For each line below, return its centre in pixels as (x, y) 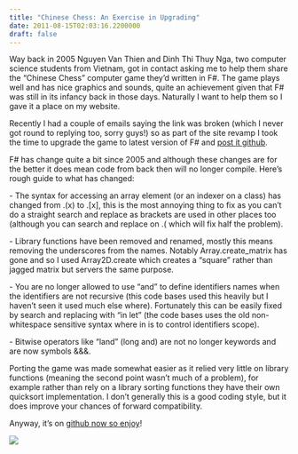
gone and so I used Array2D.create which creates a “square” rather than (141, 260)
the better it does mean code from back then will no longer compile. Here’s (146, 169)
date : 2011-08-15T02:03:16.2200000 (75, 26)
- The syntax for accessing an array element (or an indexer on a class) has (145, 195)
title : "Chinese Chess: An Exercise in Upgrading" (105, 17)
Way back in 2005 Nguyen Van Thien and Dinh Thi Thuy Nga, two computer (148, 60)
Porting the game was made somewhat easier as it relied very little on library (149, 369)
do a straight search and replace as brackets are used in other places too (143, 215)
